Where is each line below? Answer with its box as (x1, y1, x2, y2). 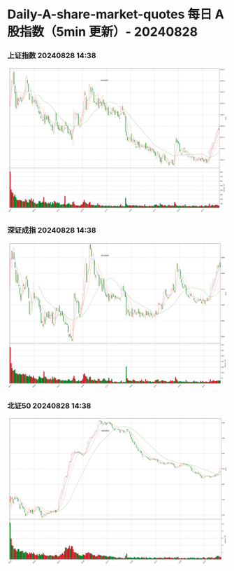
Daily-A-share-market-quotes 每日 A (7, 6, 225, 22)
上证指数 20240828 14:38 (7, 50, 96, 60)
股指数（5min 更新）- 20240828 (7, 24, 198, 40)
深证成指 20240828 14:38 (7, 226, 96, 235)
